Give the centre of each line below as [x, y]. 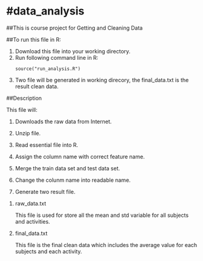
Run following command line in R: [57, 57]
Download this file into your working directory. [73, 51]
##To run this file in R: [34, 39]
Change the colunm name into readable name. [73, 180]
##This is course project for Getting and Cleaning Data [75, 28]
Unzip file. [28, 133]
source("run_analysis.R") [48, 69]
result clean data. [37, 86]
